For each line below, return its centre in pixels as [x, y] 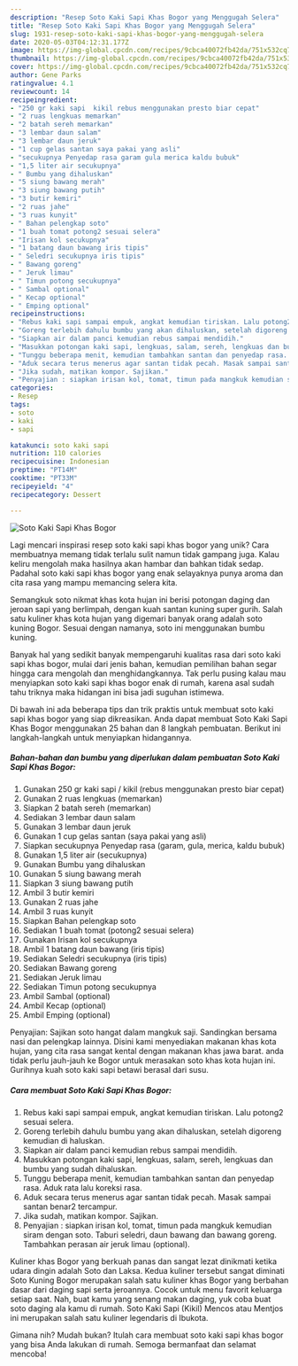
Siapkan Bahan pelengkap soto [79, 921]
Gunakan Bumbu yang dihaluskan [84, 865]
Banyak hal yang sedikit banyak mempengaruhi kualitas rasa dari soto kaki [145, 654]
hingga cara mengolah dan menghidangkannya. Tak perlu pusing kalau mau [148, 673]
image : [22, 50]
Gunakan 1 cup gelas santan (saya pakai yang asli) [115, 836]
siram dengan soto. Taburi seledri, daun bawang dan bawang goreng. [150, 1235]
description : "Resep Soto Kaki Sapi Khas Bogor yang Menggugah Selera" [145, 17]
